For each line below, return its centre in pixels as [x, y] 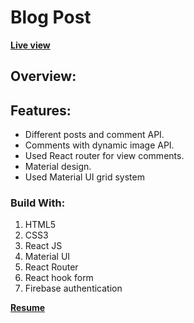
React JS [43, 246]
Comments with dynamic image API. [99, 145]
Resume [28, 308]
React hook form [59, 278]
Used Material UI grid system [84, 177]
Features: [41, 110]
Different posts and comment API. [94, 135]
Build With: [38, 203]
